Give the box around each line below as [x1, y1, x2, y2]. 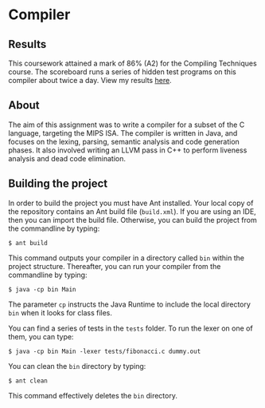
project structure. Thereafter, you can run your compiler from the [8, 261, 221, 271]
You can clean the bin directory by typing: [8, 361, 146, 370]
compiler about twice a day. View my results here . [8, 76, 173, 85]
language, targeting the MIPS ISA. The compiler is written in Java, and [8, 128, 238, 137]
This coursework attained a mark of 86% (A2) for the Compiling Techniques [8, 58, 257, 68]
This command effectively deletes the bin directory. [8, 390, 177, 400]
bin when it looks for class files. [8, 307, 113, 317]
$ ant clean [8, 377, 48, 385]
